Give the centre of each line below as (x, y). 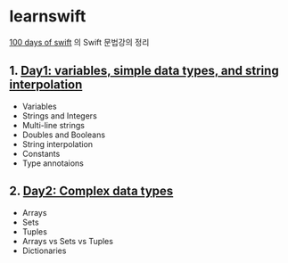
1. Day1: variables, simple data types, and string (144, 71)
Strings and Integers (60, 115)
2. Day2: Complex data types (91, 191)
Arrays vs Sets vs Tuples (68, 241)
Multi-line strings (53, 125)
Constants (41, 153)
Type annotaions (53, 163)
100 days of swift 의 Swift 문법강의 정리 (79, 42)
